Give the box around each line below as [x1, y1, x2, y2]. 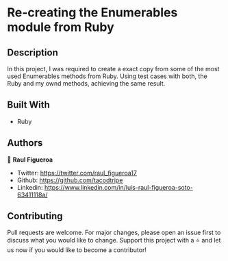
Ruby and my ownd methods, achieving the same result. [7, 79, 166, 87]
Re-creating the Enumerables [7, 5, 178, 21]
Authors [7, 137, 43, 149]
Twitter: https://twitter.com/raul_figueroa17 [16, 169, 137, 177]
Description [7, 47, 58, 58]
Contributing [7, 210, 63, 222]
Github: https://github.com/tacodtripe [16, 176, 123, 184]
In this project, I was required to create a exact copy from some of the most [7, 65, 220, 73]
